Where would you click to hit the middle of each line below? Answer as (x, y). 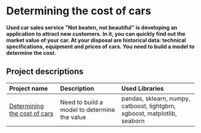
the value (73, 117)
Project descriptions (45, 72)
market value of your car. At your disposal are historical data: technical (96, 40)
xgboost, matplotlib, (149, 113)
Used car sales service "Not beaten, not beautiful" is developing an (92, 27)
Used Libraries (142, 88)
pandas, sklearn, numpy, (156, 98)
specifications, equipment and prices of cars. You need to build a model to (100, 47)
